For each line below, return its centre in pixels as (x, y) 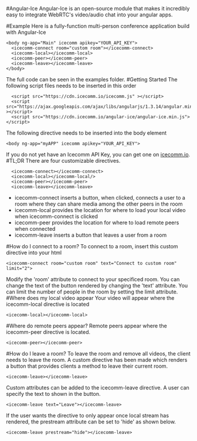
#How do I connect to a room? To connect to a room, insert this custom (92, 246)
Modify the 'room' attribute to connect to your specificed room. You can (93, 279)
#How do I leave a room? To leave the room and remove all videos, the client (98, 353)
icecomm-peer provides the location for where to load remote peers (97, 223)
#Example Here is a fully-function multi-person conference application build (98, 26)
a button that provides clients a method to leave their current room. (87, 366)
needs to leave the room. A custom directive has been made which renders (97, 360)
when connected (35, 229)
